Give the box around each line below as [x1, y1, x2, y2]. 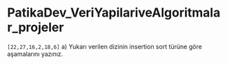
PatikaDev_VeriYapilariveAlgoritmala [7, 5, 221, 21]
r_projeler [7, 19, 64, 35]
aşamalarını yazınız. [7, 50, 63, 58]
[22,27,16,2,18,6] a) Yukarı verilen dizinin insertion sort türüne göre [7, 42, 202, 50]
